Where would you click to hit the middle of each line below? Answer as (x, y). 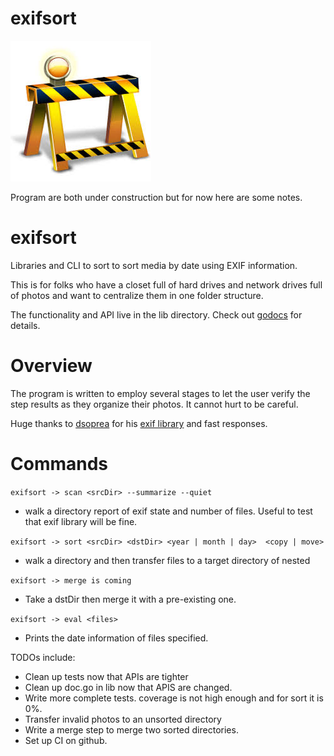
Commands (59, 464)
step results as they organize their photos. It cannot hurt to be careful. (154, 404)
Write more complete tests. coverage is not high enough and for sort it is (174, 698)
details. (25, 325)
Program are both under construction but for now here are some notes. (156, 197)
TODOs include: (43, 657)
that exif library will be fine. (81, 521)
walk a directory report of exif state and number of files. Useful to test (168, 511)
